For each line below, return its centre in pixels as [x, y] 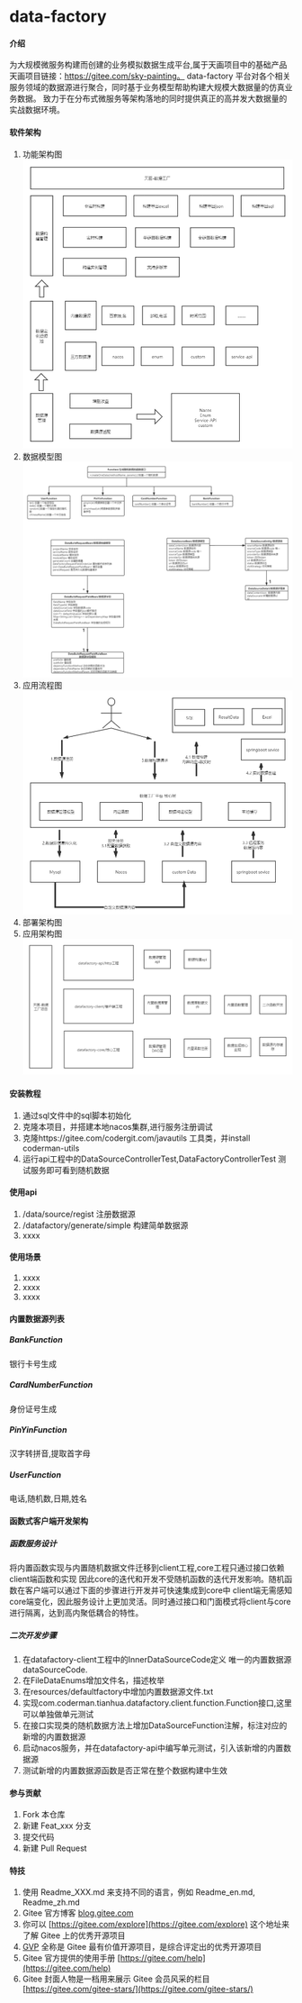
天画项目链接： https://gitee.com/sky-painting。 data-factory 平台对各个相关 [150, 76]
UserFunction [35, 1475]
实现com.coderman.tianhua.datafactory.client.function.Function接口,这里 [157, 1703]
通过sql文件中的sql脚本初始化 [77, 1115]
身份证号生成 [33, 1408]
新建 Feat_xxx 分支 [57, 1825]
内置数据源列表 [37, 1318]
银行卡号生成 [33, 1363]
